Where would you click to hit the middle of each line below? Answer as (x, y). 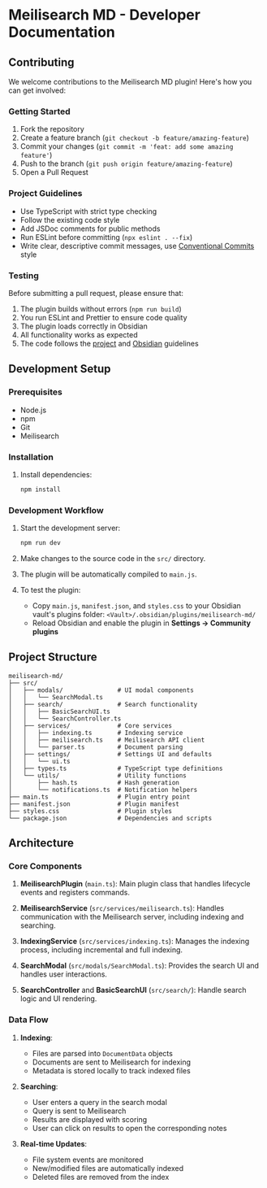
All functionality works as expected (79, 334)
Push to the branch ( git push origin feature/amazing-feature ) (126, 163)
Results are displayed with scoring (90, 1119)
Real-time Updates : (54, 1143)
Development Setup (60, 369)
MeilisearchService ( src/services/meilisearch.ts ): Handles (122, 908)
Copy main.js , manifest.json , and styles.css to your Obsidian (137, 605)
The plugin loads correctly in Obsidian (84, 326)
